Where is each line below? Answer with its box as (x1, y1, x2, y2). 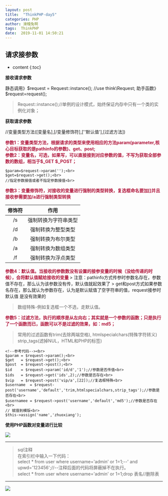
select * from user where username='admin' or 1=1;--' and (17, 458, 138, 464)
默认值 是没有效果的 (5, 293, 46, 299)
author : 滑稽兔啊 (5, 21, 38, 27)
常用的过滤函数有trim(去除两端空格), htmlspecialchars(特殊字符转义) (17, 331, 157, 337)
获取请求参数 (5, 118, 31, 124)
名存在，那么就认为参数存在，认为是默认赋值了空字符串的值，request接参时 (5, 287, 161, 293)
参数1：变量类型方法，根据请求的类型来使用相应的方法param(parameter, (5, 139, 155, 146)
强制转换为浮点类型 (30, 254, 76, 261)
